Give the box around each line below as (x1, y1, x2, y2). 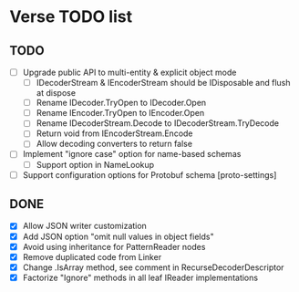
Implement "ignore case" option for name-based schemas (22, 149, 242, 160)
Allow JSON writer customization (22, 221, 148, 232)
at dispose (36, 88, 76, 99)
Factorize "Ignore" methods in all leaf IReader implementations (22, 272, 258, 283)
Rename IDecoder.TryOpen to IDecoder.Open (36, 98, 207, 109)
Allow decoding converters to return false (36, 139, 193, 150)
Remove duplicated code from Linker (22, 251, 162, 262)
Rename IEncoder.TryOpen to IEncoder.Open (36, 108, 205, 119)
